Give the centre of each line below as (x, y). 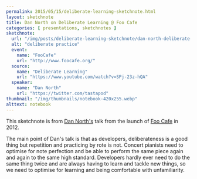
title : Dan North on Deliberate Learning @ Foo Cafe (72, 22)
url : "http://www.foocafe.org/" (56, 60)
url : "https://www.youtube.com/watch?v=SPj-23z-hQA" (82, 77)
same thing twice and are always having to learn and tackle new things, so (96, 163)
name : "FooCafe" (37, 55)
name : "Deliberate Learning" (52, 72)
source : (21, 66)
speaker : (22, 83)
